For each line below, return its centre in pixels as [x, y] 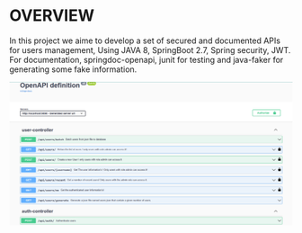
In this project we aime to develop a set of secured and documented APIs [145, 40]
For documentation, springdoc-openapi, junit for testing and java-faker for [147, 59]
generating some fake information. [73, 69]
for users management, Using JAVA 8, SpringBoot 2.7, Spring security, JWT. [150, 49]
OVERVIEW [52, 16]
